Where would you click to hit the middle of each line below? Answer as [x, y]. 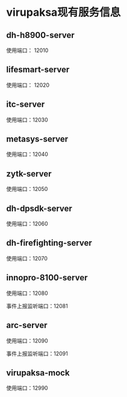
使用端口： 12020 [28, 85]
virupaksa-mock [38, 373]
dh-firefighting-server [49, 243]
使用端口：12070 [27, 258]
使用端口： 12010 [27, 50]
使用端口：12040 [27, 154]
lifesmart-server [38, 70]
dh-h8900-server [41, 35]
